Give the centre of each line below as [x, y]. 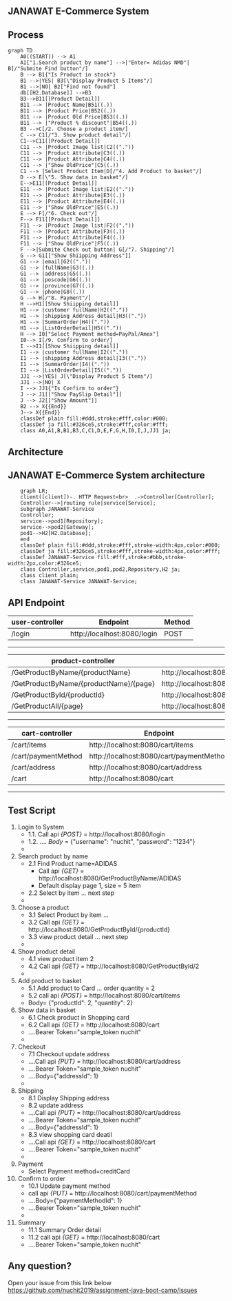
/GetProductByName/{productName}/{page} [83, 684]
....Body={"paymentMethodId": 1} [75, 1201]
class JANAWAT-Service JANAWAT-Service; [79, 582]
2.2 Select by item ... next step [71, 893]
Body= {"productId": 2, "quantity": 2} [81, 1003]
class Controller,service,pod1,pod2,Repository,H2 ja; [101, 569]
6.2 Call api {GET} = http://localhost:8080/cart [94, 1025]
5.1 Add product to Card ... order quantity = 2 [92, 988]
